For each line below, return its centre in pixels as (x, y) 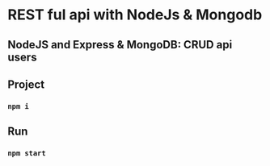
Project (26, 84)
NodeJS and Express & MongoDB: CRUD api (120, 45)
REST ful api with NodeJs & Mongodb (135, 15)
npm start (27, 154)
